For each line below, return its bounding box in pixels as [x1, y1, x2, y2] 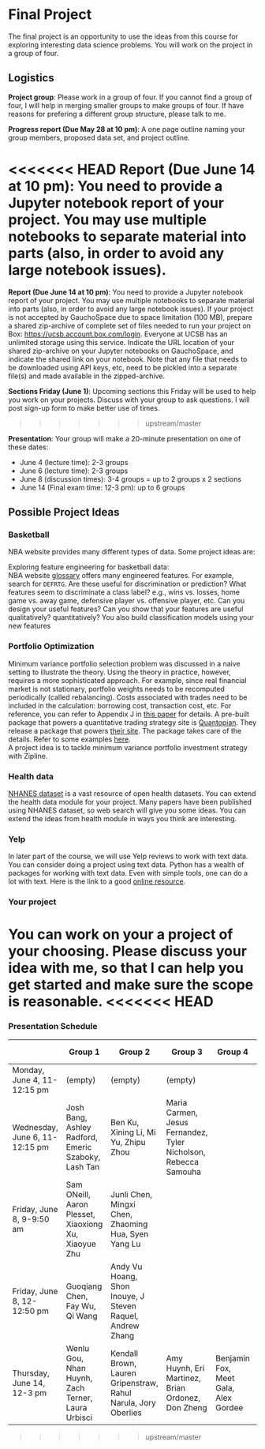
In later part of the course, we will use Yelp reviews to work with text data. [8, 851, 248, 862]
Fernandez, [166, 1127, 208, 1138]
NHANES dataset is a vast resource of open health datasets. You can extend [8, 788, 256, 798]
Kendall [110, 1348, 139, 1359]
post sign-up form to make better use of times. [8, 403, 160, 412]
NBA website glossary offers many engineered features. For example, [8, 571, 234, 580]
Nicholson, [166, 1147, 207, 1158]
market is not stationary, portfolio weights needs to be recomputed [8, 684, 225, 693]
